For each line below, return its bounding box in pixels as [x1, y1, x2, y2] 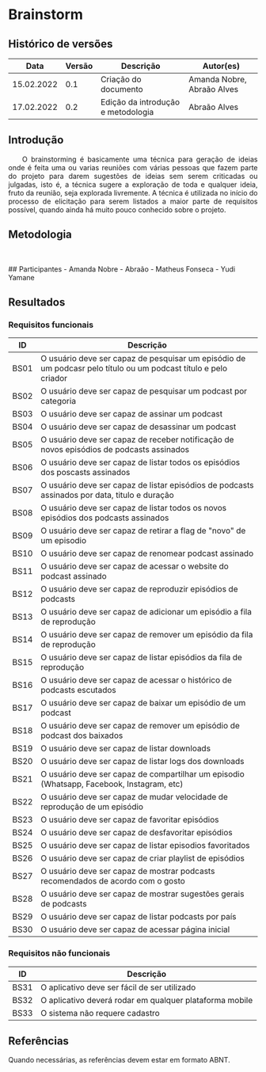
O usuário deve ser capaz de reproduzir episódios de [40, 584, 238, 595]
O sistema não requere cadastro [40, 1007, 160, 1018]
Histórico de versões [8, 37, 113, 51]
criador [40, 373, 68, 384]
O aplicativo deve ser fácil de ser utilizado [40, 982, 196, 993]
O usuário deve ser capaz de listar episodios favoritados [40, 840, 251, 851]
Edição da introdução [100, 97, 180, 108]
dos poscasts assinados [40, 467, 131, 478]
